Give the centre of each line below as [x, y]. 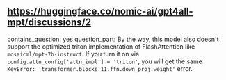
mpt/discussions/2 [49, 23]
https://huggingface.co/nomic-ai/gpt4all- [100, 11]
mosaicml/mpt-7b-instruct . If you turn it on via [73, 54]
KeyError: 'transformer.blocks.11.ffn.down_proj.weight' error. [100, 68]
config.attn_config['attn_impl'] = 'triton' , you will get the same [105, 61]
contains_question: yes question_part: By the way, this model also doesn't [113, 39]
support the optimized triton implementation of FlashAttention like [101, 46]
